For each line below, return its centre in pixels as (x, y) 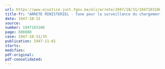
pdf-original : (20, 55)
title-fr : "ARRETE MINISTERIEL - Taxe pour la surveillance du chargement (83, 14)
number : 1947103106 (25, 28)
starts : (13, 46)
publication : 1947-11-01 (30, 41)
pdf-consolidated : (24, 59)
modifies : (15, 50)
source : (13, 23)
